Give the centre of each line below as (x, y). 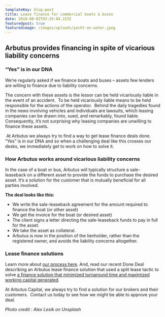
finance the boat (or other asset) (45, 210)
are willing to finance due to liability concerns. (52, 85)
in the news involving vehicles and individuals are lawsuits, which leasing (79, 111)
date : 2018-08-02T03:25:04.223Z (38, 19)
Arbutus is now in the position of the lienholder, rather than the (76, 236)
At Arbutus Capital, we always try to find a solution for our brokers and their (82, 289)
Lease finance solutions (34, 254)
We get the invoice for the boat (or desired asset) (62, 215)
